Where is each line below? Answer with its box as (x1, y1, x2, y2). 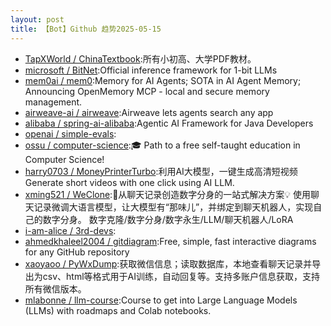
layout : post (10, 14, 65, 25)
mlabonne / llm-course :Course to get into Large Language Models (24, 294, 298, 306)
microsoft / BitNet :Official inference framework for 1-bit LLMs (24, 64, 278, 76)
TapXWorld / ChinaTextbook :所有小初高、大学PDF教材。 (24, 52, 257, 65)
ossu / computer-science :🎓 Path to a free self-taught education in (24, 139, 301, 151)
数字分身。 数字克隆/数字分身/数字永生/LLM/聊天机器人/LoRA (42, 213, 294, 225)
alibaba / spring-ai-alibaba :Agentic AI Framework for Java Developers (24, 117, 314, 129)
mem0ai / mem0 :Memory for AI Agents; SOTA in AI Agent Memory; (24, 74, 302, 86)
